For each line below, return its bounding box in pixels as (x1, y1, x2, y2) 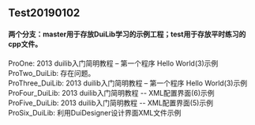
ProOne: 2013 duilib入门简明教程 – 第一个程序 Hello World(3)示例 (8, 59, 219, 68)
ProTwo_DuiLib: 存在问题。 (8, 68, 96, 78)
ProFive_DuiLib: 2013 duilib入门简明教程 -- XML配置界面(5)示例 (8, 98, 213, 108)
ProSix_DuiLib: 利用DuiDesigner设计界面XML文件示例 (8, 108, 182, 117)
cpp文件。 (8, 39, 42, 48)
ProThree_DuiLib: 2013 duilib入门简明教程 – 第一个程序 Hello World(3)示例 (8, 78, 247, 88)
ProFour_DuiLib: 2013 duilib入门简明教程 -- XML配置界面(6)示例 (8, 88, 215, 97)
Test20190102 (8, 6, 81, 20)
